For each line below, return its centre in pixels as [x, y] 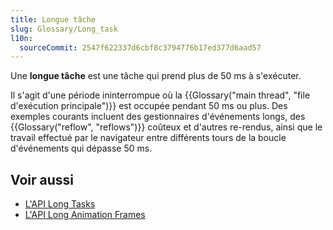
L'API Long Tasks [60, 204]
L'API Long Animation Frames [85, 215]
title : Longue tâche [53, 19]
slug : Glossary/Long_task [64, 29]
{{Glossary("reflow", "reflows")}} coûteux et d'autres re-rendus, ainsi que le [166, 127]
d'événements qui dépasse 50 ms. [81, 148]
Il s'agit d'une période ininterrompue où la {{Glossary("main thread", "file [160, 95]
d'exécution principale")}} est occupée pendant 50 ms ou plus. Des [149, 106]
